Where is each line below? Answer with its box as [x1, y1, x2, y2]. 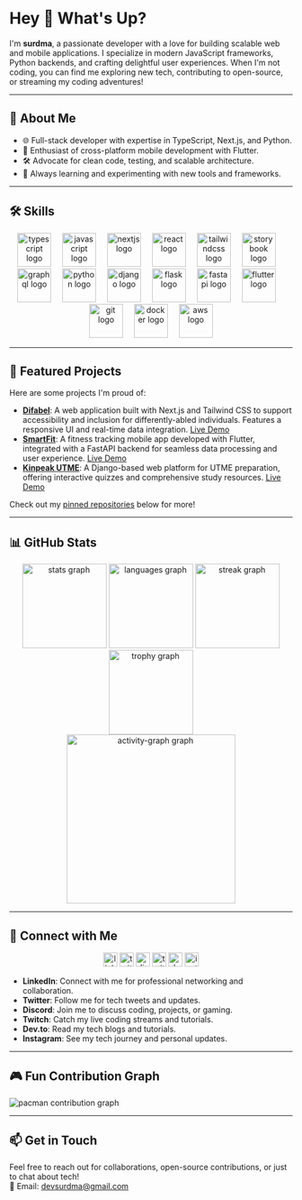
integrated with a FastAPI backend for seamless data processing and [22, 444, 278, 454]
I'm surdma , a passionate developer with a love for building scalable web [9, 38, 280, 49]
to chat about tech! [9, 1171, 79, 1182]
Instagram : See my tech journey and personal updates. [22, 1033, 227, 1044]
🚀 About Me [9, 111, 76, 126]
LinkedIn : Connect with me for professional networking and [22, 976, 244, 986]
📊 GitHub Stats [9, 535, 97, 550]
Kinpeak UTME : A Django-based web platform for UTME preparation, [22, 463, 280, 473]
